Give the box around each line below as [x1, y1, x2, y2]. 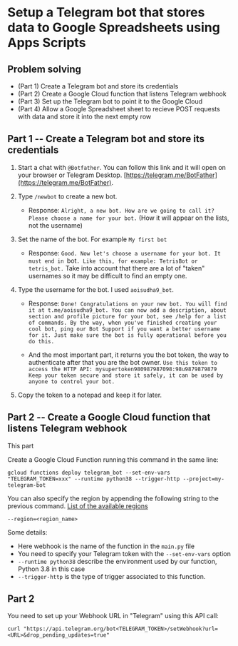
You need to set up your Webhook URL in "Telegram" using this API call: [7, 612, 219, 620]
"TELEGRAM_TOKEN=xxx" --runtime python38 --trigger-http [7, 475, 180, 483]
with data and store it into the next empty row [17, 112, 152, 121]
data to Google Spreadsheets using [7, 19, 221, 36]
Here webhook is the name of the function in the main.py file [17, 542, 195, 550]
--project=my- [182, 475, 224, 483]
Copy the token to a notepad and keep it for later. [17, 390, 162, 399]
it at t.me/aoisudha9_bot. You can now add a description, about [28, 306, 227, 314]
